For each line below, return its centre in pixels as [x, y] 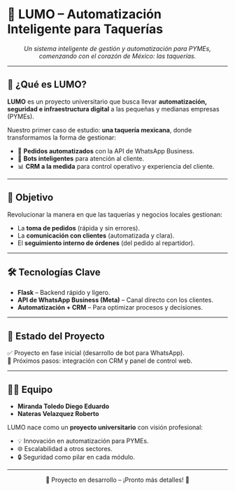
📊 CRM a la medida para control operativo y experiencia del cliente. [116, 166]
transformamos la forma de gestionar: [62, 137]
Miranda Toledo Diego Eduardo [63, 406]
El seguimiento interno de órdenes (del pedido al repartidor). [106, 243]
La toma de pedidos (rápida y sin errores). [78, 228]
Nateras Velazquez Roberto [58, 414]
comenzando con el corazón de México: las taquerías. [117, 56]
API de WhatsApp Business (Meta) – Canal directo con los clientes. [115, 300]
